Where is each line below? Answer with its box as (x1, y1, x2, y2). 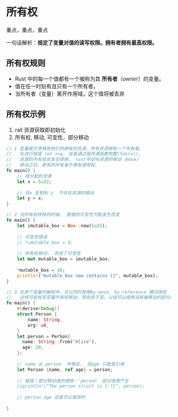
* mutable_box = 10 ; (17, 267, 65, 273)
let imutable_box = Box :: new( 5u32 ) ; (17, 223, 108, 228)
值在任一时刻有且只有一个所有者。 (14, 82, 99, 89)
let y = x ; (17, 195, 44, 202)
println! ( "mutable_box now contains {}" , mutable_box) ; (17, 273, 159, 279)
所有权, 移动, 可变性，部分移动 (14, 134, 89, 141)
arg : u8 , (27, 322, 49, 328)
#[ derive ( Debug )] (17, 305, 60, 312)
